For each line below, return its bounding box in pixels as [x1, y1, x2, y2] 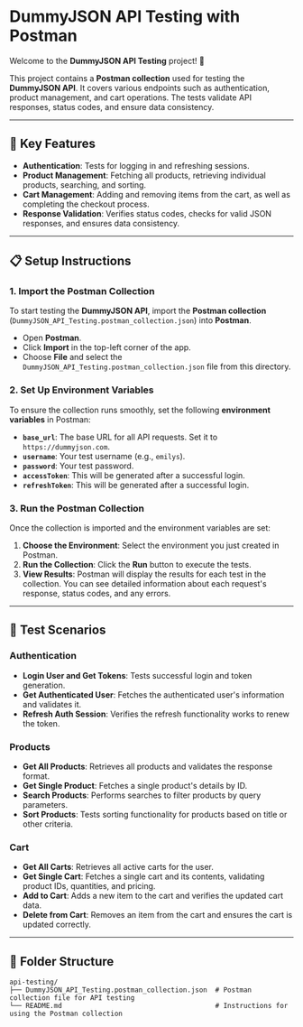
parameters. [22, 800, 69, 810]
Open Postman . [22, 332, 82, 344]
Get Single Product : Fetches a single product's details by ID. [22, 781, 248, 791]
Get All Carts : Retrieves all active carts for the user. [22, 862, 215, 873]
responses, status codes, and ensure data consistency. [9, 101, 215, 112]
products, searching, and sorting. [22, 179, 147, 190]
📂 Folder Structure [9, 954, 115, 969]
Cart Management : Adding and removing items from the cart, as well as [22, 189, 291, 199]
